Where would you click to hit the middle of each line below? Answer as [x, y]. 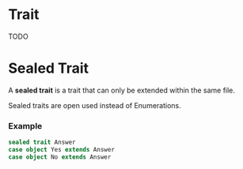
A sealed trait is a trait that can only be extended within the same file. [122, 90]
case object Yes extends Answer [61, 150]
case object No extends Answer [60, 157]
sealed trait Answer [42, 143]
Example [25, 126]
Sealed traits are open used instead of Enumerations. [95, 105]
